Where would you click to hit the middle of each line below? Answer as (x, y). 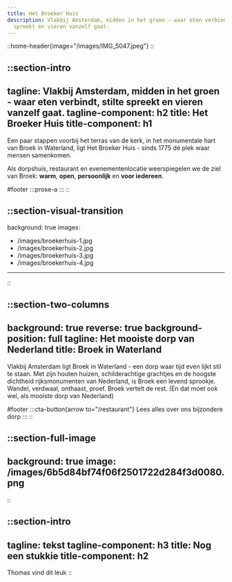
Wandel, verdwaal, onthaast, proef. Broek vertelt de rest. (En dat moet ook (113, 388)
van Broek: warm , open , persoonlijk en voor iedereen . (86, 176)
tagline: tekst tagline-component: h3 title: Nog (109, 545)
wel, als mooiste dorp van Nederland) (60, 395)
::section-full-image (52, 438)
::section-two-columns (58, 304)
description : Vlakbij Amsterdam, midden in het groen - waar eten (105, 20)
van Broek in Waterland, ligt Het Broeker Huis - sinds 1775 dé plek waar (108, 148)
